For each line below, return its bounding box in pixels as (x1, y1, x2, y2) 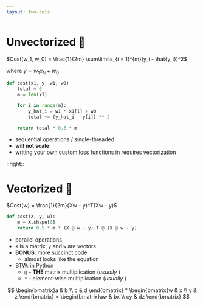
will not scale (15, 142, 50, 150)
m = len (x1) (17, 92, 47, 98)
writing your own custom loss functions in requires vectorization (15, 148, 176, 156)
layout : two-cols (6, 9, 50, 15)
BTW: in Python (15, 262, 54, 269)
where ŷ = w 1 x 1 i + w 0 (6, 67, 60, 76)
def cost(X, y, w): (6, 214, 56, 220)
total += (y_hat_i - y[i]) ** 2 (28, 114, 111, 120)
